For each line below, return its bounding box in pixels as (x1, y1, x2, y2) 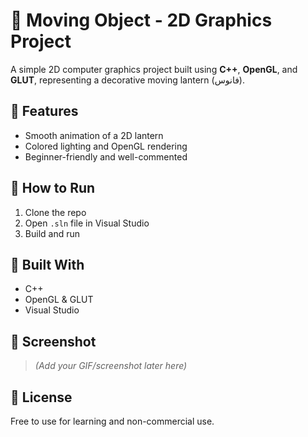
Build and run (24, 227, 80, 239)
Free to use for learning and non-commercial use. (10, 415, 215, 427)
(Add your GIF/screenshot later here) (34, 360, 188, 372)
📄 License (10, 389, 73, 406)
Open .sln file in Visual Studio (24, 217, 150, 229)
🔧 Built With (10, 256, 85, 273)
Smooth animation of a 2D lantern (24, 129, 164, 141)
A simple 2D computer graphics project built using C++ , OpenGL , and (10, 63, 298, 75)
